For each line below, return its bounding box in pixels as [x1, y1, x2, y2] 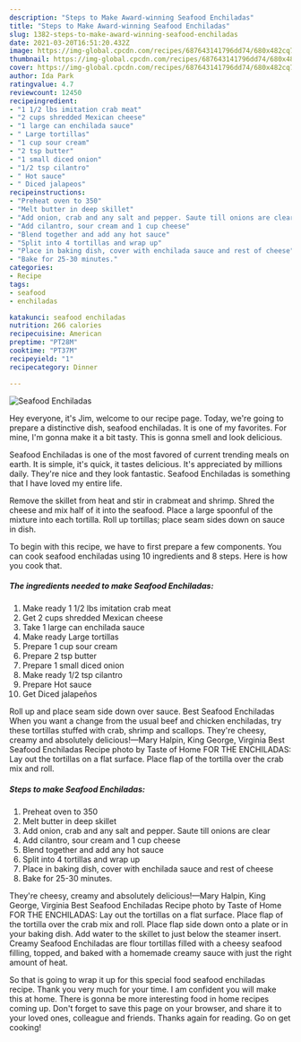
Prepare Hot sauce [21, 679, 92, 690]
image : [9, 47, 34, 56]
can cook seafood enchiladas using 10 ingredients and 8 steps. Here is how [9, 551, 288, 561]
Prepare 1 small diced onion [21, 660, 125, 671]
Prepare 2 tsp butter [21, 651, 97, 662]
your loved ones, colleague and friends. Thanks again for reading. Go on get [9, 1012, 291, 1023]
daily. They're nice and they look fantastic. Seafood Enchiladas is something [9, 468, 291, 479]
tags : [9, 280, 30, 289]
